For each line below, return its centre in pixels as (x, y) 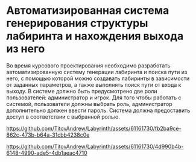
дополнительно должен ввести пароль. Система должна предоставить (98, 110)
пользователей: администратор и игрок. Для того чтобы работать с (94, 98)
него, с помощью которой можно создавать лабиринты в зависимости (98, 78)
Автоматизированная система (88, 11)
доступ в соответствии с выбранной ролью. (63, 117)
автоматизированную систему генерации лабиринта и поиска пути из (97, 72)
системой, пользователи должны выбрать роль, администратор (90, 104)
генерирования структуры (77, 23)
